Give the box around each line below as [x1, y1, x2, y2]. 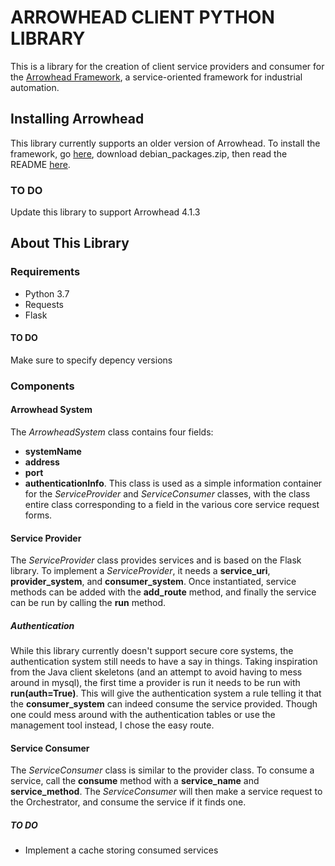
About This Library [10, 235, 130, 252]
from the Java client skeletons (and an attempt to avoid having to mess [10, 666, 303, 678]
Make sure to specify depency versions [10, 354, 173, 366]
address [24, 456, 60, 468]
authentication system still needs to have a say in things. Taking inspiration [10, 656, 318, 668]
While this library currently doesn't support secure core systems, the [10, 645, 294, 657]
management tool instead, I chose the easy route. [10, 719, 215, 731]
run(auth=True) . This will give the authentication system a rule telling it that [10, 687, 322, 700]
